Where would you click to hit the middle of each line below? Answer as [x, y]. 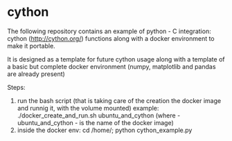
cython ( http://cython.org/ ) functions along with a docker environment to [111, 38]
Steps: [16, 87]
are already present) [36, 74]
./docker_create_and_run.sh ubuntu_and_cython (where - [99, 115]
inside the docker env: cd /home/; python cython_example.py [105, 130]
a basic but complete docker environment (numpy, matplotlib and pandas [111, 66]
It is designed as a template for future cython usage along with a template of [116, 59]
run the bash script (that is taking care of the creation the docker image [119, 100]
